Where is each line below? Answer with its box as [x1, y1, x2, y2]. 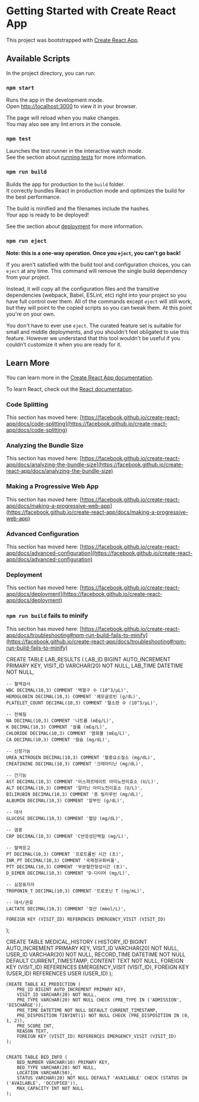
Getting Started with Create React [6, 4, 176, 18]
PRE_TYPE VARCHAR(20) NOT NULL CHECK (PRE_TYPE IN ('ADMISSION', [17, 997, 182, 1003]
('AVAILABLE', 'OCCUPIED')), [6, 1080, 78, 1086]
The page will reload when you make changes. [6, 114, 121, 121]
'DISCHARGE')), [6, 1002, 44, 1008]
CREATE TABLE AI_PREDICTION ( [6, 981, 81, 987]
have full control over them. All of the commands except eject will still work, [6, 297, 192, 304]
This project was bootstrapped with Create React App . [6, 36, 140, 43]
